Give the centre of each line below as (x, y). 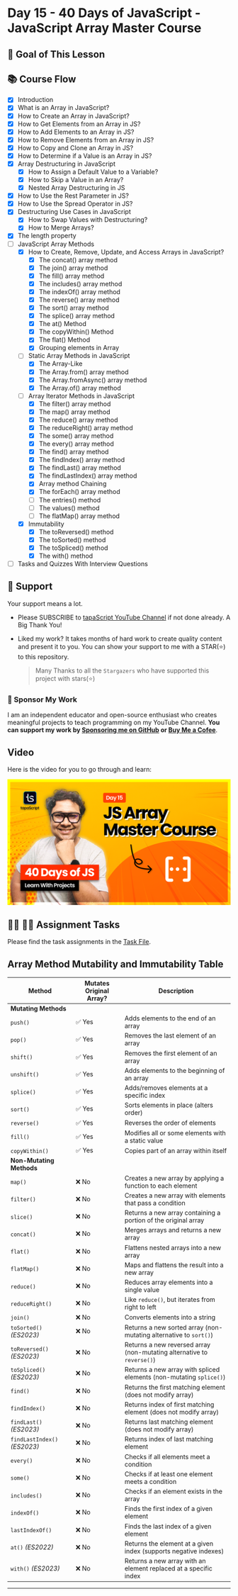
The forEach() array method (79, 492)
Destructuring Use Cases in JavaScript (74, 212)
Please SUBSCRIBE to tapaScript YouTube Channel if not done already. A (124, 617)
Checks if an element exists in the (174, 1491)
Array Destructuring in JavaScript (66, 164)
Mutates (97, 983)
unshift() (25, 1075)
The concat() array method (78, 259)
